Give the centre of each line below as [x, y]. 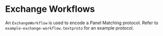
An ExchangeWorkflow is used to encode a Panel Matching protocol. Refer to [82, 23]
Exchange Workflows [50, 9]
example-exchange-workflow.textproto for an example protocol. [70, 28]
